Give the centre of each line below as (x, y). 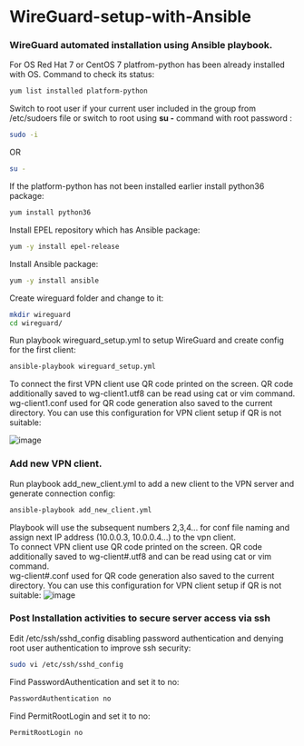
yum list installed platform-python (78, 91)
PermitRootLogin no (46, 732)
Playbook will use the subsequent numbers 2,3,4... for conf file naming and (150, 527)
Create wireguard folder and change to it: (87, 298)
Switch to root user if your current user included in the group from (133, 109)
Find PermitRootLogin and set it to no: (80, 716)
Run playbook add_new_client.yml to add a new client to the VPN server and (152, 483)
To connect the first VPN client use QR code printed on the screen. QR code (151, 384)
